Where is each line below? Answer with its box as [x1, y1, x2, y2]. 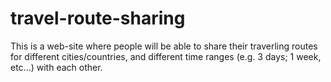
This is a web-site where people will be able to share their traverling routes [10, 40, 318, 52]
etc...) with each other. [10, 61, 103, 73]
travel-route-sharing [10, 7, 186, 30]
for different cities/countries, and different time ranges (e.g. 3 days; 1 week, [10, 50, 322, 62]
